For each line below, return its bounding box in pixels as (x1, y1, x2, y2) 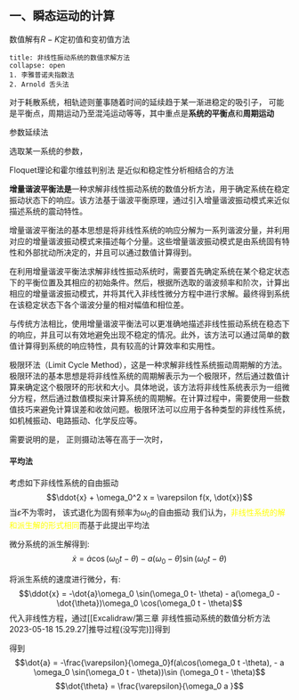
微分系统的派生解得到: (9, 538, 91, 549)
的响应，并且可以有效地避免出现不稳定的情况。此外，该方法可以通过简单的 (9, 329, 282, 340)
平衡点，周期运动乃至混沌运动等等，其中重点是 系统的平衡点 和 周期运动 (16, 108, 274, 118)
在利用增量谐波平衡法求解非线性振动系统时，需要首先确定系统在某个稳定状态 (9, 265, 290, 276)
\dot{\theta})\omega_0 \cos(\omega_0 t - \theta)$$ (56, 598, 243, 608)
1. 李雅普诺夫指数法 (9, 70, 75, 79)
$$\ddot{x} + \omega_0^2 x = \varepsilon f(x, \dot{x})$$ (45, 492, 254, 503)
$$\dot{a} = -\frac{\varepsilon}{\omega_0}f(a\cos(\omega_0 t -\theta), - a (14, 657, 285, 668)
